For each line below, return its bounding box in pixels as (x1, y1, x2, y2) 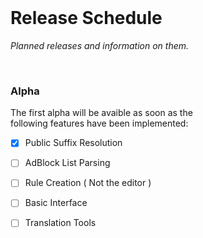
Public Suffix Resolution (24, 137, 123, 149)
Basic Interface (24, 197, 88, 209)
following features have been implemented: (10, 117, 189, 130)
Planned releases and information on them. (10, 39, 190, 51)
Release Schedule (10, 7, 163, 30)
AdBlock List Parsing (24, 157, 111, 169)
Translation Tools (24, 217, 97, 229)
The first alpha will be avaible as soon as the (10, 107, 193, 119)
